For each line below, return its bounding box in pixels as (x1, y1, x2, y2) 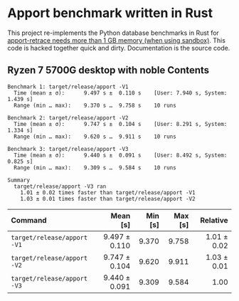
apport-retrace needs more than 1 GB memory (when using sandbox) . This (7, 36, 226, 44)
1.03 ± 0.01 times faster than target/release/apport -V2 (20, 195, 196, 202)
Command (11, 215, 48, 225)
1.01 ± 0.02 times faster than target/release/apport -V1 (20, 189, 196, 196)
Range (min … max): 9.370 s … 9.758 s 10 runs (14, 102, 176, 109)
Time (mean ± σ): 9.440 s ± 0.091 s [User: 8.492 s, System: (14, 152, 228, 159)
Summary (7, 176, 31, 184)
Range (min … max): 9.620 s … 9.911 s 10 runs (14, 133, 176, 140)
